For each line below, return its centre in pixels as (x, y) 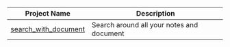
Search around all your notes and (145, 25)
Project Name (48, 13)
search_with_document (48, 29)
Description (155, 13)
